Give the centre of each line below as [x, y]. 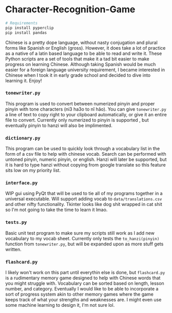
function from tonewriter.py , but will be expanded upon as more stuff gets [84, 244]
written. [13, 249]
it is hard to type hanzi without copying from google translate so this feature [85, 165]
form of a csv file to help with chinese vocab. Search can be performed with [86, 154]
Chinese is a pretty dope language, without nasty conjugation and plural [81, 43]
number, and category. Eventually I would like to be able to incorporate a [82, 289]
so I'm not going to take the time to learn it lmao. [56, 210]
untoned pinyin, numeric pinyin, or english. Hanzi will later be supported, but [86, 159]
